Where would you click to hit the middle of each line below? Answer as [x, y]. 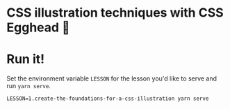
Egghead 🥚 [38, 27]
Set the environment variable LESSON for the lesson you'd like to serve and [112, 78]
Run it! [26, 59]
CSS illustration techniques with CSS [115, 13]
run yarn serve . [29, 86]
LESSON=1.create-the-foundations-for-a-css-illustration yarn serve [108, 99]
